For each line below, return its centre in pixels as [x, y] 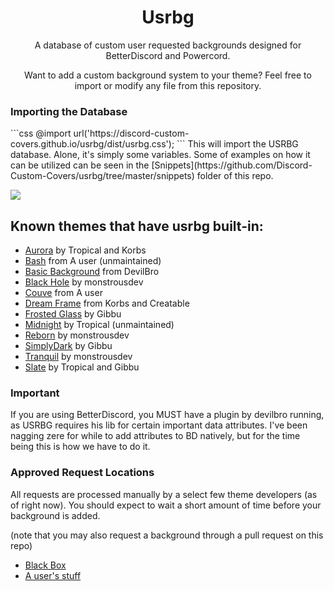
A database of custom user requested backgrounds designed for [168, 45]
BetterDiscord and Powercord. [168, 55]
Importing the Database [69, 111]
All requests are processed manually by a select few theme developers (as [164, 494]
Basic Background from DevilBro [92, 272]
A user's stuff [53, 575]
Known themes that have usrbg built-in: [137, 226]
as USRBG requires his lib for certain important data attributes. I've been [159, 425]
